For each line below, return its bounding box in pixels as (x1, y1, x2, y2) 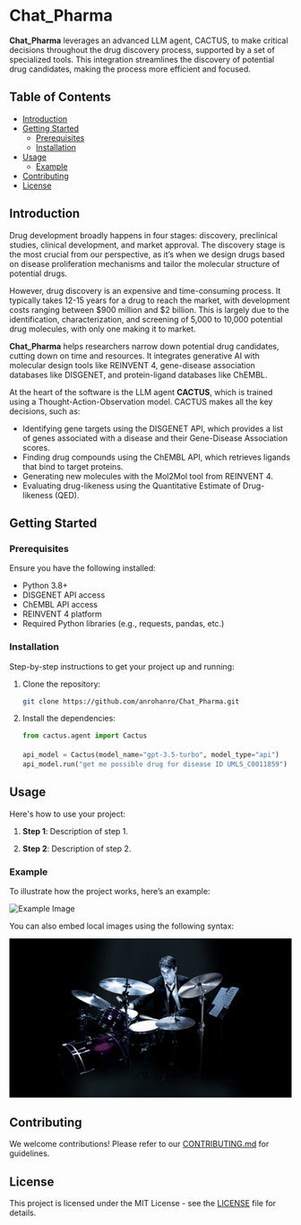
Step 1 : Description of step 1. (21, 825, 128, 836)
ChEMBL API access (21, 600, 99, 610)
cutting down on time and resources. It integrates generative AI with (9, 350, 260, 361)
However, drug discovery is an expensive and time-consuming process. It (9, 285, 281, 296)
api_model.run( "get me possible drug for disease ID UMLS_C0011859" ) (21, 760, 288, 769)
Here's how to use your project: (9, 808, 126, 819)
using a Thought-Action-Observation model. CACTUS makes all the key (9, 396, 273, 407)
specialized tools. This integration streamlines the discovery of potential (9, 54, 275, 65)
